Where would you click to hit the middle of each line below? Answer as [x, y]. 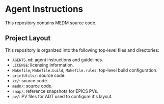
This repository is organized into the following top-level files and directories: [82, 50]
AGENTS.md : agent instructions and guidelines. [58, 60]
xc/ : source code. [30, 80]
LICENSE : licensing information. [43, 65]
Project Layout [28, 38]
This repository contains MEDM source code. [51, 23]
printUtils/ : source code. [39, 75]
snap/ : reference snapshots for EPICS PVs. [55, 91]
